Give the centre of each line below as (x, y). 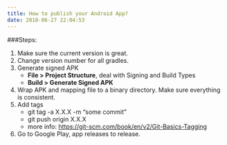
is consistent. (36, 97)
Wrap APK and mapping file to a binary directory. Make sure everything (119, 90)
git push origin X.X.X (57, 119)
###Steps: (22, 39)
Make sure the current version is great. (72, 53)
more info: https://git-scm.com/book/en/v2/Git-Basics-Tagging (117, 126)
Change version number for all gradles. (73, 60)
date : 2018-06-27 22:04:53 (46, 20)
